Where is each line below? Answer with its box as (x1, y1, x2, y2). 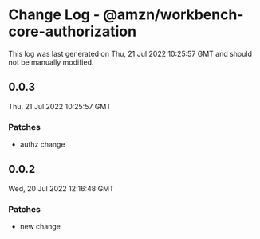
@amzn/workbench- (102, 6, 244, 24)
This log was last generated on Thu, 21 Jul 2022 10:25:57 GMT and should (8, 49, 253, 58)
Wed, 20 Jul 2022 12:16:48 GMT (8, 183, 114, 193)
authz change (19, 139, 65, 149)
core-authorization (8, 22, 137, 41)
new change (19, 221, 61, 232)
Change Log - (8, 6, 100, 24)
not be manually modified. (8, 57, 94, 67)
